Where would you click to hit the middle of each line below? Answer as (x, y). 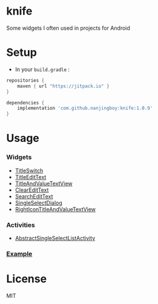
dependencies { (25, 103)
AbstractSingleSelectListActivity (55, 238)
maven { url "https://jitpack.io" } (64, 86)
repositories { (25, 80)
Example (19, 254)
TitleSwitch (29, 171)
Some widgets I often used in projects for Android (68, 28)
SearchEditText (34, 196)
